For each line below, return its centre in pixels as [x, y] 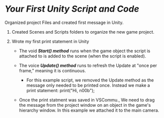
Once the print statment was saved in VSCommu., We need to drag [87, 100]
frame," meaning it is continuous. [53, 70]
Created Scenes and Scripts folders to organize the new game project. [83, 32]
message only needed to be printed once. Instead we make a [88, 85]
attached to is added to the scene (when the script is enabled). [82, 56]
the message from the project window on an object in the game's [85, 105]
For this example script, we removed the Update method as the [90, 80]
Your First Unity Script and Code [72, 9]
